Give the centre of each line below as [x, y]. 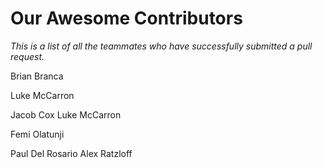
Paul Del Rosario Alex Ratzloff [71, 153]
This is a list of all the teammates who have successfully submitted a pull [161, 46]
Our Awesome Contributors [126, 18]
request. [27, 56]
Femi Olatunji [37, 134]
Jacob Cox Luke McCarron [66, 114]
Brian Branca [37, 76]
